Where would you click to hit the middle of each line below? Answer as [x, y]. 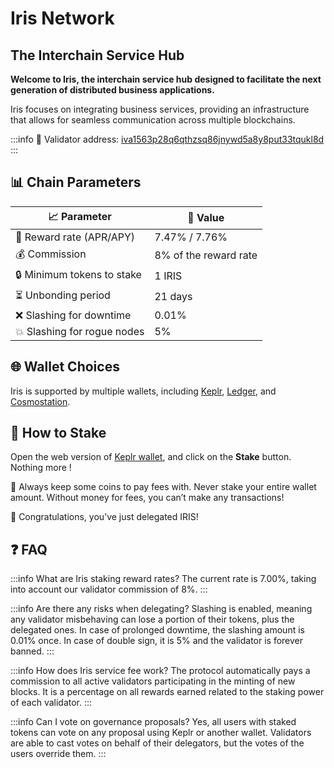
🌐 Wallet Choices [65, 367]
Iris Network [62, 18]
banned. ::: [32, 651]
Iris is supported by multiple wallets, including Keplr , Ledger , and [143, 391]
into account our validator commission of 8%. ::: [109, 589]
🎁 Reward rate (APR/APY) [75, 237]
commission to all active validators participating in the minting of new [153, 681]
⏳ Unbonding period [63, 295]
